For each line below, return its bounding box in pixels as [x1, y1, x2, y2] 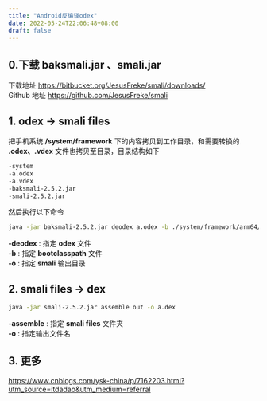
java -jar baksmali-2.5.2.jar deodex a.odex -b [8, 223, 169, 231]
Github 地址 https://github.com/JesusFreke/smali [8, 91, 168, 100]
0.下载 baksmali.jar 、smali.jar [8, 57, 161, 72]
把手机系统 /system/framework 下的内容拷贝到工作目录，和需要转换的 [8, 136, 240, 146]
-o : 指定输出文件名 [8, 328, 72, 338]
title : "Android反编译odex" [8, 11, 98, 20]
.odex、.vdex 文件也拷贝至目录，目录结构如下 [8, 147, 161, 155]
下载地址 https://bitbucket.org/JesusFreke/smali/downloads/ [8, 81, 206, 90]
